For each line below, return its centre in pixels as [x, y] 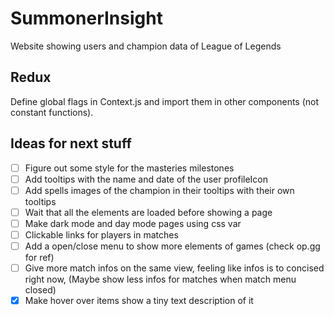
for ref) [39, 257]
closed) [40, 290]
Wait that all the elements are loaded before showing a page [148, 212]
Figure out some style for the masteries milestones [129, 168]
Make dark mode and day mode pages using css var [133, 223]
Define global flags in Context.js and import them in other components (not [165, 101]
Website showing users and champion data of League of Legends [146, 46]
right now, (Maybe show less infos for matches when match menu [160, 279]
